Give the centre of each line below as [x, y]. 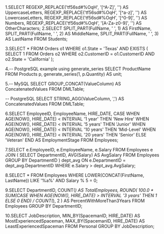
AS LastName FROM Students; [37, 39]
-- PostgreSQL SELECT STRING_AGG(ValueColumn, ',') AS [65, 99]
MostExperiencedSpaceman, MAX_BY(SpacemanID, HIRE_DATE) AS [75, 221]
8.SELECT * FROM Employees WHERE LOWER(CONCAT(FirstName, [75, 175]
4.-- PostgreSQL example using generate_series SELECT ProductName [78, 69]
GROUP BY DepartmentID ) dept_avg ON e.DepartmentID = [65, 160]
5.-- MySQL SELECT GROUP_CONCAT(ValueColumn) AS [63, 84]
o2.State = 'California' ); [30, 59]
